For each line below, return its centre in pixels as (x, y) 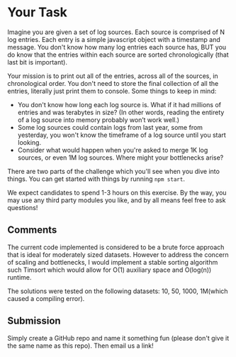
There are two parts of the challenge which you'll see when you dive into (113, 171)
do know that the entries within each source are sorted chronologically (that (118, 55)
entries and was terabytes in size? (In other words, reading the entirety (121, 112)
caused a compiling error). (46, 298)
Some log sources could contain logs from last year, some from (110, 127)
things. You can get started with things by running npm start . (96, 179)
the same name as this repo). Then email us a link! (80, 346)
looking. (29, 142)
